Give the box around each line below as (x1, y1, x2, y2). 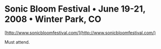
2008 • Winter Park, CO (4, 14, 101, 25)
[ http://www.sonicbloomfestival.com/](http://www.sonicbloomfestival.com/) (4, 30, 156, 35)
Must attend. (4, 39, 30, 45)
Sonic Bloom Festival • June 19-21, (4, 3, 146, 15)
